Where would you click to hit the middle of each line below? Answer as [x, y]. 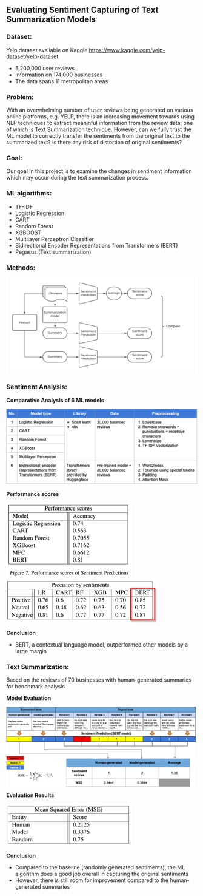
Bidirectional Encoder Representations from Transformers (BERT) [96, 245]
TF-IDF [24, 206]
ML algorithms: [29, 194]
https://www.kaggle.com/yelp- [127, 50]
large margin [31, 651]
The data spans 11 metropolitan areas [62, 81]
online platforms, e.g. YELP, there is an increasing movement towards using [101, 116]
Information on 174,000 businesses [59, 75]
